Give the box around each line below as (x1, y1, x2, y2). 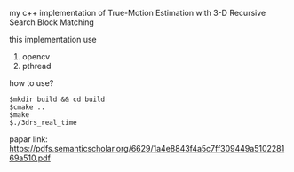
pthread (21, 61, 52, 71)
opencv (21, 51, 51, 61)
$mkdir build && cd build (9, 95, 105, 104)
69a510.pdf (9, 152, 52, 163)
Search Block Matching (9, 17, 95, 27)
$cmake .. (9, 103, 46, 112)
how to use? (9, 78, 54, 88)
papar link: (9, 134, 49, 145)
